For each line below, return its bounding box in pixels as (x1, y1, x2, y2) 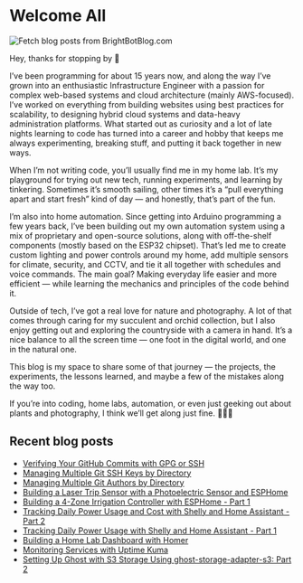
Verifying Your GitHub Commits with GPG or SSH (22, 457, 205, 468)
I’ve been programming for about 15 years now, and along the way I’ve (9, 70, 271, 81)
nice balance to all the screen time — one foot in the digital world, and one (9, 334, 287, 344)
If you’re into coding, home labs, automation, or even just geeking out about (9, 398, 292, 409)
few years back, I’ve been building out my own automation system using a (9, 221, 286, 231)
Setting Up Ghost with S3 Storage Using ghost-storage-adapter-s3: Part (22, 553, 292, 565)
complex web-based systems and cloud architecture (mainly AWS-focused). (9, 89, 295, 100)
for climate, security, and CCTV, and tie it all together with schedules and (9, 259, 281, 269)
